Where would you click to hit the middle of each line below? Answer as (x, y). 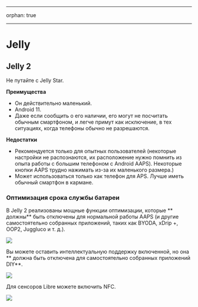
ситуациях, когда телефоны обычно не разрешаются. (82, 128)
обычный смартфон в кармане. (54, 182)
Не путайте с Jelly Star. (35, 80)
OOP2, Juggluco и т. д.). (36, 229)
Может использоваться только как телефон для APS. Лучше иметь (99, 176)
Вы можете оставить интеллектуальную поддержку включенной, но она (98, 252)
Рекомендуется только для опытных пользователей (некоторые (95, 151)
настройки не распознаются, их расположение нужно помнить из (98, 157)
